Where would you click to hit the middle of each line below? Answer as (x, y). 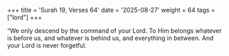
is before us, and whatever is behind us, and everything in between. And (110, 38)
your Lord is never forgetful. (47, 45)
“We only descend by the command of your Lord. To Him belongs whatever (114, 31)
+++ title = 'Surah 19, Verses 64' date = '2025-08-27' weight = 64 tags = (111, 10)
